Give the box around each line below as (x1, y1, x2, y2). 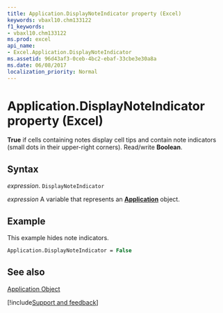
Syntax (7, 163, 39, 175)
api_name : (7, 42, 36, 49)
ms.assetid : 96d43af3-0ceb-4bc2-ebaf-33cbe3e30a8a (7, 56, 157, 62)
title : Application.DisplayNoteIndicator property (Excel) (7, 10, 182, 17)
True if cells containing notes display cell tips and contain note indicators (7, 136, 217, 144)
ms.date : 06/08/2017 (7, 62, 67, 69)
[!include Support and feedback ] (7, 298, 99, 306)
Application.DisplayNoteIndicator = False (7, 247, 132, 254)
